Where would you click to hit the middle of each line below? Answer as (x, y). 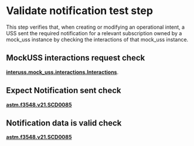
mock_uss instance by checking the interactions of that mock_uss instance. (97, 39)
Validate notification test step (80, 11)
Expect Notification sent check (64, 91)
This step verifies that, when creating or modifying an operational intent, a (96, 27)
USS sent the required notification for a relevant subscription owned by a (94, 33)
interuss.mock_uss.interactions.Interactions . (62, 72)
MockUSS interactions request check (76, 58)
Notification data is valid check (64, 123)
